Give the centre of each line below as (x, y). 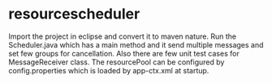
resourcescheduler (74, 14)
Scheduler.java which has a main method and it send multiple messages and (136, 44)
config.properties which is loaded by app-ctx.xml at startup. (109, 70)
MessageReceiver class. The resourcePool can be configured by (117, 62)
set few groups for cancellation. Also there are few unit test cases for (124, 53)
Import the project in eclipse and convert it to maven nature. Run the (123, 36)
